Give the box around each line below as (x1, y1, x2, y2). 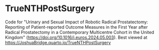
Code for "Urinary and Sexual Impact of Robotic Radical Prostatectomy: (5, 19, 148, 25)
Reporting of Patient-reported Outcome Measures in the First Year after (5, 24, 148, 30)
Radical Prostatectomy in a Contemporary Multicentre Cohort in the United (5, 29, 154, 35)
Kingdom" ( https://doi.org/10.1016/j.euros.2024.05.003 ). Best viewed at (5, 34, 147, 40)
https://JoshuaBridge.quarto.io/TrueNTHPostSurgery (5, 39, 111, 45)
